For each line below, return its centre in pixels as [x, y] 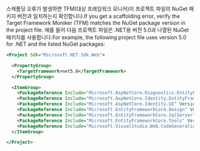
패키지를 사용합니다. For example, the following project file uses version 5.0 [96, 37]
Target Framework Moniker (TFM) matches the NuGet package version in [96, 23]
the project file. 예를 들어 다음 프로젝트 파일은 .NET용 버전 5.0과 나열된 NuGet [98, 30]
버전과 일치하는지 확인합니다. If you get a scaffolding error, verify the [99, 16]
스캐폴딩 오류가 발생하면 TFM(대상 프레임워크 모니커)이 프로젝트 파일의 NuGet [97, 9]
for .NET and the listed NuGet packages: [56, 44]
